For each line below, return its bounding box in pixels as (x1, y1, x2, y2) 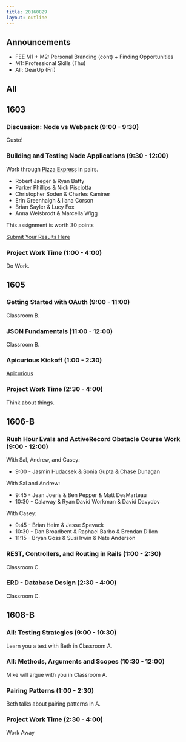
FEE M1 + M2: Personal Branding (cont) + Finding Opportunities (15, 53, 174, 61)
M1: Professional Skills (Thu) (15, 60, 86, 67)
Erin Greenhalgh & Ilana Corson (15, 196, 94, 204)
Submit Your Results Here (6, 233, 71, 240)
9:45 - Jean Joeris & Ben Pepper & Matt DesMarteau (15, 491, 147, 499)
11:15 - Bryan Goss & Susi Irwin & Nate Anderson (15, 535, 136, 542)
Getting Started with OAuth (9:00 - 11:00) (6, 298, 130, 307)
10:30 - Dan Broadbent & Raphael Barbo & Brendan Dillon (15, 528, 158, 535)
